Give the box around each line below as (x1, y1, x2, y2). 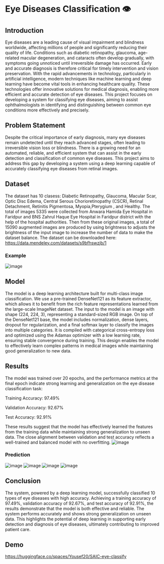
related (5, 55, 20, 61)
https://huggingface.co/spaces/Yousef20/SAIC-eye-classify (5, 554, 127, 560)
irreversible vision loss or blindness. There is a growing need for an (5, 145, 141, 151)
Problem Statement (5, 121, 66, 130)
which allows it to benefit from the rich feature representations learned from (5, 301, 158, 307)
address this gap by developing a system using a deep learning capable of (5, 160, 156, 166)
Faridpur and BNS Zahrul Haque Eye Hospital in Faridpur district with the (5, 214, 151, 219)
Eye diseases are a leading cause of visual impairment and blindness (5, 39, 144, 45)
